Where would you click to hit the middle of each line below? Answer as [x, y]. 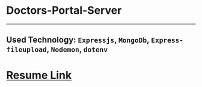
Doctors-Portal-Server [64, 10]
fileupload [26, 50]
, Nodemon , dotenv [77, 49]
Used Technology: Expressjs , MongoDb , [78, 40]
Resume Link [39, 75]
